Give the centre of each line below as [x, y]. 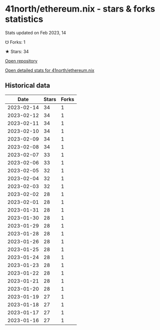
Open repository [21, 61]
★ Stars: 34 [17, 51]
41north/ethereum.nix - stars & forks [80, 9]
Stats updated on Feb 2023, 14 [36, 33]
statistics [24, 19]
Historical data [28, 86]
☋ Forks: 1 [15, 42]
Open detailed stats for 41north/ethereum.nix [50, 70]
